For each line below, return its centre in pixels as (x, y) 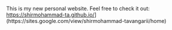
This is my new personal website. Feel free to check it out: (78, 9)
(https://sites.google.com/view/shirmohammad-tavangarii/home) (86, 21)
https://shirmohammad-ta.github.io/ (50, 15)
